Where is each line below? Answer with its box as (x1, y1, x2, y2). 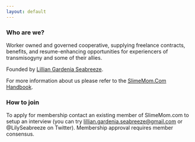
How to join (6, 98, 40, 106)
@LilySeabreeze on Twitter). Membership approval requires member (6, 124, 174, 131)
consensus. (6, 131, 34, 138)
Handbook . (6, 83, 34, 91)
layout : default (6, 8, 46, 15)
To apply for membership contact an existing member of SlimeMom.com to (6, 112, 190, 119)
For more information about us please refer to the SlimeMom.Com (6, 77, 167, 84)
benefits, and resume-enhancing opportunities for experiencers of (6, 48, 168, 55)
